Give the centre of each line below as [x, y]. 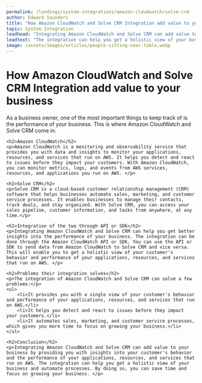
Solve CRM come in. [31, 130]
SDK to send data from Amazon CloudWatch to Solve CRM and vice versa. [98, 247]
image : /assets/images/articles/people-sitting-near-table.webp [88, 46]
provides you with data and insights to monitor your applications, [94, 152]
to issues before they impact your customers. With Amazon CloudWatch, [98, 163]
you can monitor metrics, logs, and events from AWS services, [87, 168]
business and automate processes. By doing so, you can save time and [96, 369]
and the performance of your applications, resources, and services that [101, 358]
